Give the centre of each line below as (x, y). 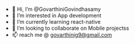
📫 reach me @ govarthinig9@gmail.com (62, 35)
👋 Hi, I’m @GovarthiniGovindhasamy (56, 9)
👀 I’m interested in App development (56, 15)
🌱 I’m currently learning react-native (56, 22)
